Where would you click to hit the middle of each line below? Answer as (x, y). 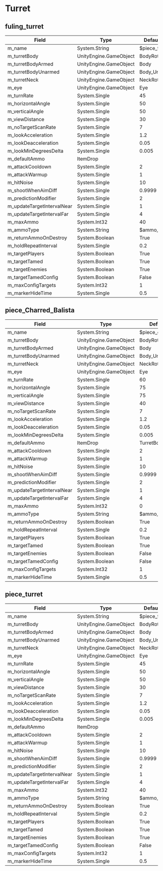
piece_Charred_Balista (40, 310)
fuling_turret (24, 26)
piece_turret (24, 594)
